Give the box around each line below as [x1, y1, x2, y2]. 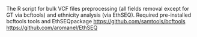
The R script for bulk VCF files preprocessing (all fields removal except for [6, 5, 189, 12]
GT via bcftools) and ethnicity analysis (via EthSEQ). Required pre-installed [6, 11, 192, 18]
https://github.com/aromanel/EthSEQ [6, 24, 98, 31]
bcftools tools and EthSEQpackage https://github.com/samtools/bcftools [6, 18, 186, 24]
